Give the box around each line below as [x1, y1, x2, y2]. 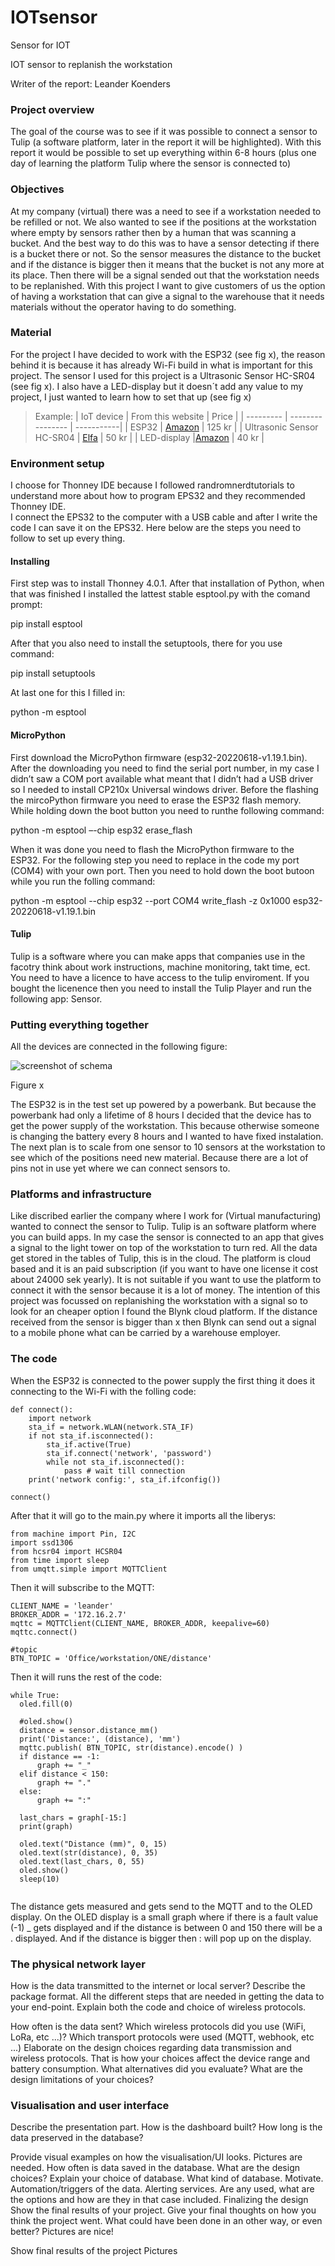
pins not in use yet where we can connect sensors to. [10, 1162, 231, 1175]
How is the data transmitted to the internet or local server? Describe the [10, 1979, 306, 1991]
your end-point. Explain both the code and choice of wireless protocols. [10, 2001, 307, 2013]
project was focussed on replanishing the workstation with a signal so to [10, 1295, 308, 1307]
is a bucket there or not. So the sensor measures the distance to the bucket [10, 247, 321, 260]
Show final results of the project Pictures [10, 2245, 178, 2257]
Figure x [10, 1079, 45, 1091]
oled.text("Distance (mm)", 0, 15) [19, 1839, 168, 1849]
